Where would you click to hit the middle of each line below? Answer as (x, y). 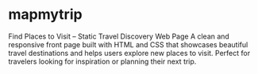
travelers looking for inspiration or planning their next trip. (102, 61)
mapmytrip (45, 15)
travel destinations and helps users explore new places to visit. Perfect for (129, 53)
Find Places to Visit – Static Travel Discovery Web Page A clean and (119, 36)
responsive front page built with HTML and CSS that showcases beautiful (128, 44)
